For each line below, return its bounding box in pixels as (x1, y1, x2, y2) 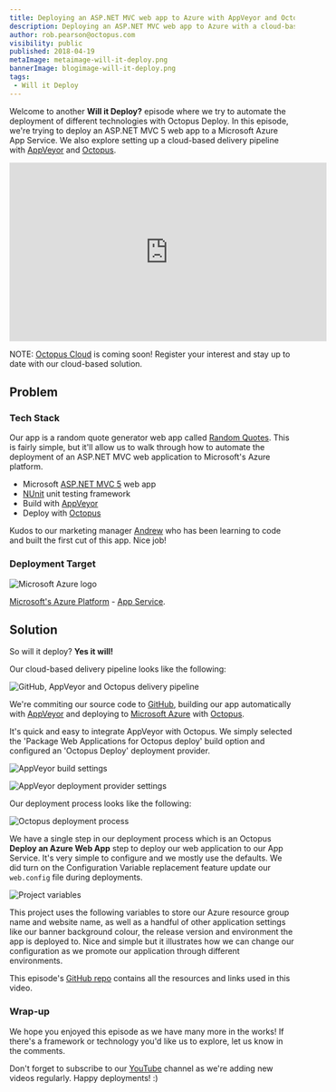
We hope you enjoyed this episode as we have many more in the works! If (9, 1026, 284, 1037)
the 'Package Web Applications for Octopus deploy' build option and (9, 736, 265, 747)
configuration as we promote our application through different (9, 946, 240, 957)
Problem (9, 385, 59, 400)
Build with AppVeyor (22, 498, 99, 509)
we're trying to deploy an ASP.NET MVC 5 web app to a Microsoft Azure (9, 124, 279, 136)
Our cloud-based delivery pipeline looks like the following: (9, 664, 226, 674)
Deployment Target (9, 557, 97, 570)
